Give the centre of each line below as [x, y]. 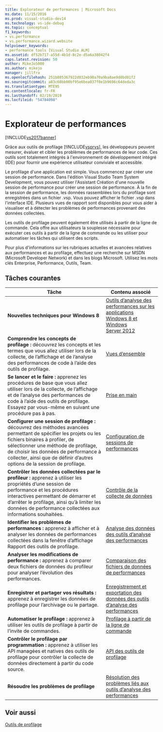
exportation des [124, 592]
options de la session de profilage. [47, 464]
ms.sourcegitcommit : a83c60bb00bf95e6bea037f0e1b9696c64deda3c [70, 82]
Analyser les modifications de [43, 554]
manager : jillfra [23, 73]
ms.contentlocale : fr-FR [30, 91]
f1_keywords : [18, 32]
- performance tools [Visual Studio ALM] [48, 50]
